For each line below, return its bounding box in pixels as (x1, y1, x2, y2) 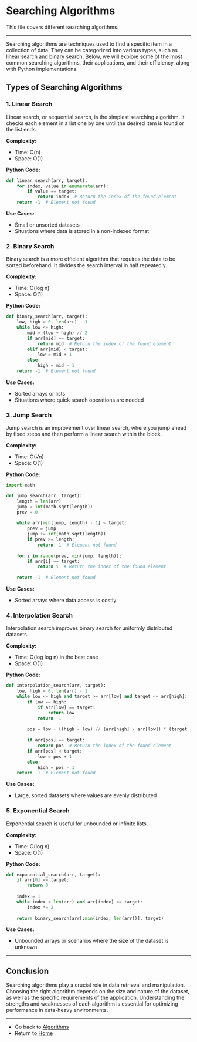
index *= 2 (27, 904, 54, 911)
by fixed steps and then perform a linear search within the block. (6, 430, 162, 438)
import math (6, 483, 35, 488)
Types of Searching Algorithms (6, 82, 123, 92)
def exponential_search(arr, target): (6, 872, 101, 878)
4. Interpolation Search (6, 612, 73, 620)
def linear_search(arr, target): (6, 177, 88, 183)
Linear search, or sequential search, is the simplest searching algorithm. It (6, 113, 185, 120)
